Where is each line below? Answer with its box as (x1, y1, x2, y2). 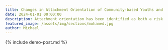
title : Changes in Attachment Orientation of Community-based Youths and (5, 7, 163, 12)
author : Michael (5, 26, 39, 31)
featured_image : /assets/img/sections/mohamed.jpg (5, 21, 114, 26)
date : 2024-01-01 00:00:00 (5, 12, 62, 17)
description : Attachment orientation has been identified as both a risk (5, 16, 163, 21)
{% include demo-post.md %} (5, 39, 67, 45)
